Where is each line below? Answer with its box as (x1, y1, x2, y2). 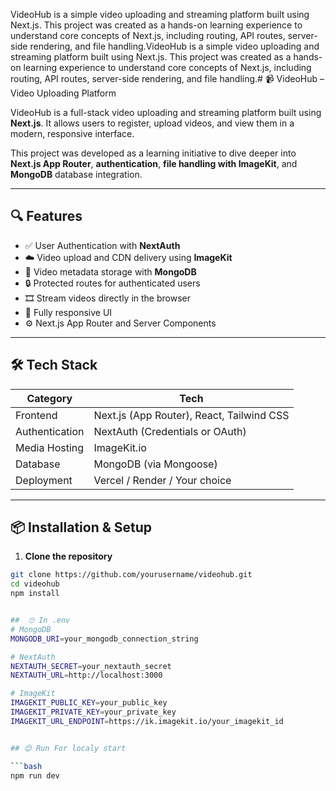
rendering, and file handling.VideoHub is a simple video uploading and (29, 40, 320, 52)
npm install (10, 589, 60, 599)
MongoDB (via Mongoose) (93, 457, 218, 471)
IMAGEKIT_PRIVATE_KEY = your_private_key (10, 707, 177, 718)
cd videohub (10, 579, 60, 589)
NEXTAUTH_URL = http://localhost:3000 (10, 670, 163, 681)
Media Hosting (15, 440, 85, 454)
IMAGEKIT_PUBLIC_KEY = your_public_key (10, 698, 168, 708)
